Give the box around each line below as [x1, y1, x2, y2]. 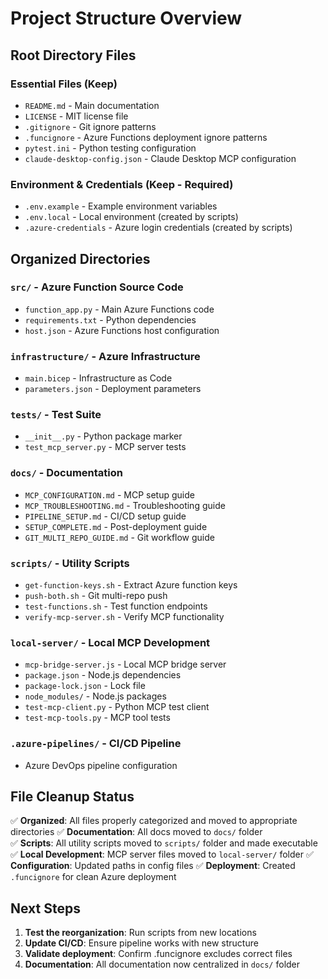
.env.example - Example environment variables [24, 200, 218, 212]
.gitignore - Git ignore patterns [24, 120, 157, 132]
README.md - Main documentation [24, 99, 160, 111]
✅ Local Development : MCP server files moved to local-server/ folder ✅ [10, 848, 314, 861]
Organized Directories [10, 250, 151, 267]
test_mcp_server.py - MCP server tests [24, 441, 187, 453]
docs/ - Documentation [10, 466, 124, 480]
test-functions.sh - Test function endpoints [24, 600, 208, 612]
